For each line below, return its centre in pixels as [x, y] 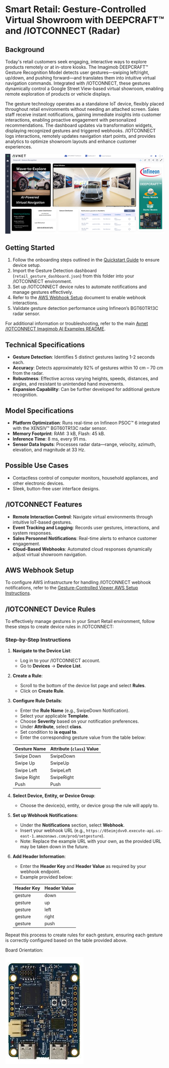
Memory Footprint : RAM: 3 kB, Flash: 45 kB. [59, 433]
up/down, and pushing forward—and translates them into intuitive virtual [80, 78]
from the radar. [28, 373]
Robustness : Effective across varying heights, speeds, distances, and [85, 379]
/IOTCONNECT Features [44, 505]
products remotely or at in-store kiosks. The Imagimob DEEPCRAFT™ [77, 67]
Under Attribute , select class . [51, 727]
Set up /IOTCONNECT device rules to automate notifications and [80, 287]
